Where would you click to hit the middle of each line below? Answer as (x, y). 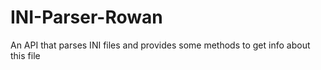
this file (25, 55)
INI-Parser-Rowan (86, 17)
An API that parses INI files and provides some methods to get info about (160, 45)
